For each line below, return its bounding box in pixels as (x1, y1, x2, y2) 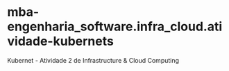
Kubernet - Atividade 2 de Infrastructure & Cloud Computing (7, 56, 179, 64)
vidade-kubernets (7, 34, 114, 49)
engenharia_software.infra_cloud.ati (7, 19, 223, 34)
